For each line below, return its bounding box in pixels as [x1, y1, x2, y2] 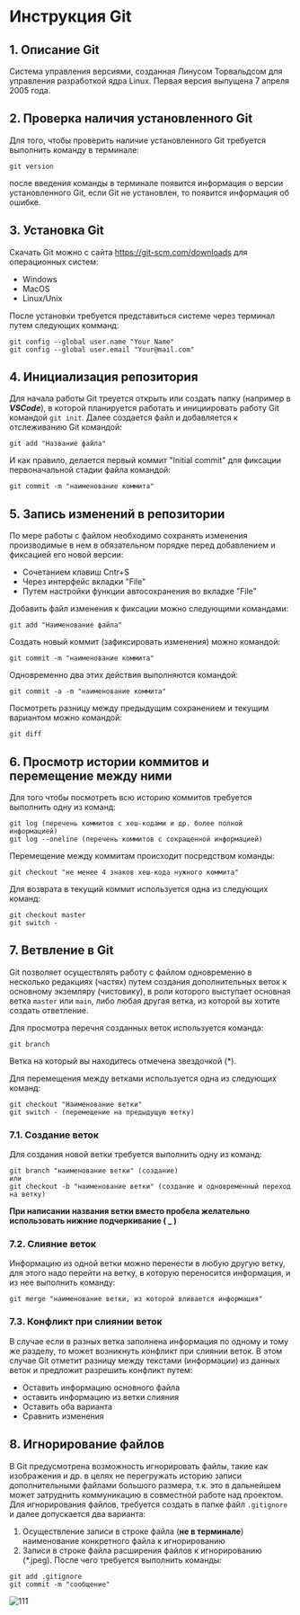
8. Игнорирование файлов [9, 1437, 164, 1452]
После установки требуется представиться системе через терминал [9, 310, 276, 321]
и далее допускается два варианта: [9, 1508, 146, 1519]
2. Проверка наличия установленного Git [9, 111, 253, 127]
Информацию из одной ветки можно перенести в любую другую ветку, [9, 1258, 286, 1269]
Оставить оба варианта [22, 1401, 113, 1412]
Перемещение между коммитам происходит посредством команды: [9, 851, 276, 861]
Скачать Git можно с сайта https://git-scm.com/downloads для [9, 246, 248, 257]
